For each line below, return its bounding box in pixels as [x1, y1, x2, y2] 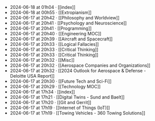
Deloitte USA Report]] [9, 73, 55, 79]
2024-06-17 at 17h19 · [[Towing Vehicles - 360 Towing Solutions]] [9, 110, 145, 116]
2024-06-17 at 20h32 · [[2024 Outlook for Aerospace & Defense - [9, 68, 146, 74]
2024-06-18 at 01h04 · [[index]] [9, 4, 76, 10]
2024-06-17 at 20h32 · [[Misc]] [9, 57, 75, 63]
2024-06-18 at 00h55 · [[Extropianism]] [9, 9, 91, 15]
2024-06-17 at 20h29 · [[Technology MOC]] [9, 84, 101, 89]
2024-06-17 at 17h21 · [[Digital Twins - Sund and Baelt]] [9, 94, 125, 100]
